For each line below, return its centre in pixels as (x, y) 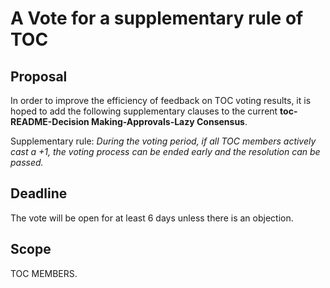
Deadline (39, 193)
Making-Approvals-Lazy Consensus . (169, 121)
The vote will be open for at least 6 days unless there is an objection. (152, 218)
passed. (27, 162)
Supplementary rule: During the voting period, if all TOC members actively (163, 141)
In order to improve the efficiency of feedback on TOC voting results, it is (161, 100)
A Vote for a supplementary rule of (157, 18)
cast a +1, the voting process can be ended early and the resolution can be (165, 151)
